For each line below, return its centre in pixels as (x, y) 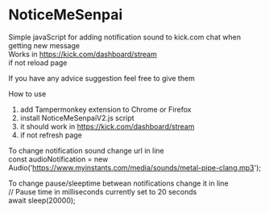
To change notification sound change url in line (86, 150)
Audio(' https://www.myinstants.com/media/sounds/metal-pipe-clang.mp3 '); (135, 167)
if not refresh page (51, 135)
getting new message (44, 45)
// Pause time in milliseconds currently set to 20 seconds (103, 191)
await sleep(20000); (42, 200)
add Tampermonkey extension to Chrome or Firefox (106, 109)
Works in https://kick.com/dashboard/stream (83, 54)
